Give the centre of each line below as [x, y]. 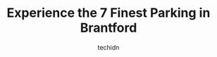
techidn [108, 47]
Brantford [108, 28]
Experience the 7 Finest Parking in [108, 13]
